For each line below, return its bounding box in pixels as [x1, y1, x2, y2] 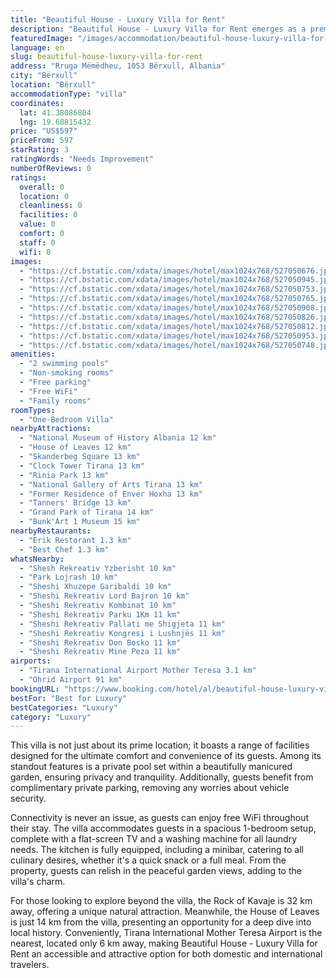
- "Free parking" [19, 377, 92, 387]
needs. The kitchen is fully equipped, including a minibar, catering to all [10, 844, 304, 856]
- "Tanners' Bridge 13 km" [19, 498, 132, 508]
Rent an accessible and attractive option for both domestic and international [10, 948, 323, 960]
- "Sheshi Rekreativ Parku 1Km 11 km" [19, 609, 182, 620]
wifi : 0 [19, 247, 52, 257]
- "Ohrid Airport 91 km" [19, 675, 123, 685]
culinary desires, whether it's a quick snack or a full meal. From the [10, 854, 287, 866]
